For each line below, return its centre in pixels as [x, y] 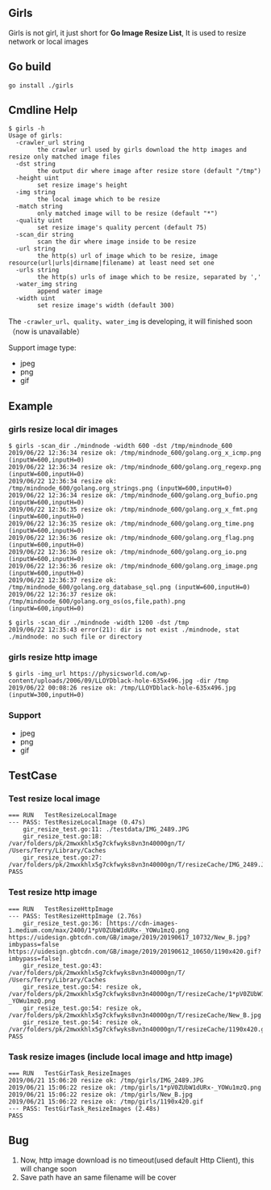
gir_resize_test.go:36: [63, 923]
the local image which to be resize [99, 200]
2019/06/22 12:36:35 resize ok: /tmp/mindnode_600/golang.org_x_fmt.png [133, 510]
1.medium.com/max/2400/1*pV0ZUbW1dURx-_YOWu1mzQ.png [99, 930]
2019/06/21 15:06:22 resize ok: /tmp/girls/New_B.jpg [101, 1095]
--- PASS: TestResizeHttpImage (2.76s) [75, 916]
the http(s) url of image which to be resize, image [128, 256]
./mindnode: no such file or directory [75, 637]
